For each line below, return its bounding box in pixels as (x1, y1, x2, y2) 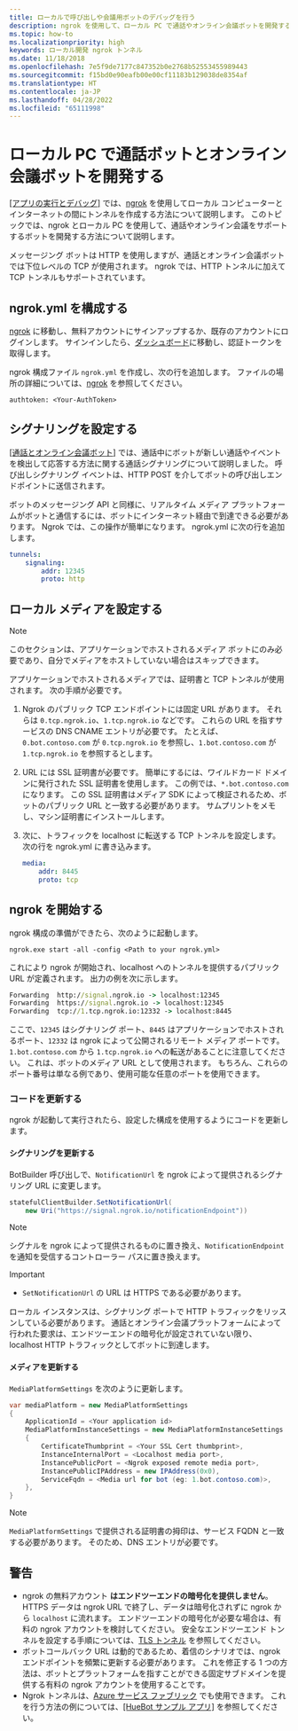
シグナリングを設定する (9, 422, 137, 437)
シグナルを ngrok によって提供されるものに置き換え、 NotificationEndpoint (9, 1241, 285, 1251)
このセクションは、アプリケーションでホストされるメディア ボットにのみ (9, 644, 275, 654)
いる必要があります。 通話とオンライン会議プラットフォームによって (32, 1318, 282, 1328)
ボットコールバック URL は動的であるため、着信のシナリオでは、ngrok (21, 1646, 281, 1657)
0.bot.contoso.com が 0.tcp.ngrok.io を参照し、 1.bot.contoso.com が (21, 737, 277, 748)
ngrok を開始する (9, 902, 104, 918)
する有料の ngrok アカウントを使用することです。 (29, 1679, 210, 1689)
